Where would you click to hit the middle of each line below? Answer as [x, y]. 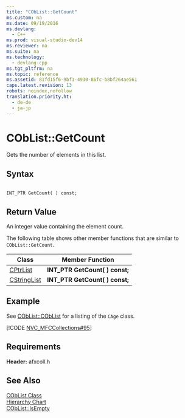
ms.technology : [26, 57]
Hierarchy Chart [26, 402]
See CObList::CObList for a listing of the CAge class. [71, 316]
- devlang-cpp [30, 63]
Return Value [31, 212]
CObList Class [24, 395]
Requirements [33, 347]
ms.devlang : [21, 29]
